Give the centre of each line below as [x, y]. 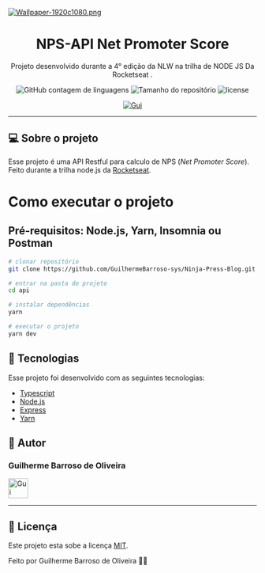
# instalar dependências [49, 305]
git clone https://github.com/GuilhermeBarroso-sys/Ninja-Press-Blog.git [132, 269]
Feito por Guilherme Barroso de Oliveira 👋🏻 [78, 561]
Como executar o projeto [91, 201]
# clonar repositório [44, 261]
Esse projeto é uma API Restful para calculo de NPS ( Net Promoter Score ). [129, 161]
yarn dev [22, 334]
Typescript [37, 393]
